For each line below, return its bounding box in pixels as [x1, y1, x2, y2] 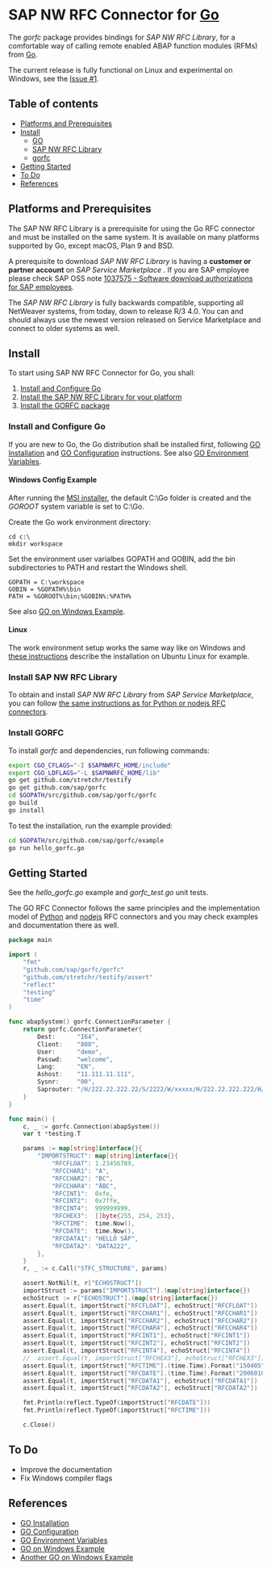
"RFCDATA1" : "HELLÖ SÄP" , [51, 1234, 139, 1242]
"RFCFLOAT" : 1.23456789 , [51, 1160, 135, 1168]
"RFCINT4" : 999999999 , [51, 1204, 131, 1212]
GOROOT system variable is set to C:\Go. [8, 501, 145, 511]
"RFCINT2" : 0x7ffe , [51, 1197, 121, 1205]
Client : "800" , [37, 1040, 99, 1049]
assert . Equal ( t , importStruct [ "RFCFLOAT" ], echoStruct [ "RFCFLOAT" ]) [23, 1301, 258, 1309]
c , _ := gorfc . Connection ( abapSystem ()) [23, 1122, 161, 1131]
